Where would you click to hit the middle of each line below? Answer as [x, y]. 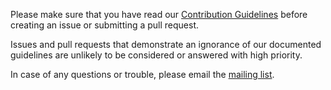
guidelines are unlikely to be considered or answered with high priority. [156, 55]
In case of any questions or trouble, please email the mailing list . [142, 74]
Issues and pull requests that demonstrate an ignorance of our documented [166, 44]
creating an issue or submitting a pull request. [105, 25]
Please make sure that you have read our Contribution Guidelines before [159, 14]
